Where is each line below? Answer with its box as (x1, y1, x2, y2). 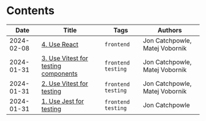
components (41, 69, 78, 77)
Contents (6, 4, 55, 18)
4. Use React (41, 40, 78, 49)
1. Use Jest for (41, 96, 85, 105)
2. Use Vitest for (41, 79, 88, 88)
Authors (157, 26, 182, 34)
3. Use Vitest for (41, 53, 88, 62)
